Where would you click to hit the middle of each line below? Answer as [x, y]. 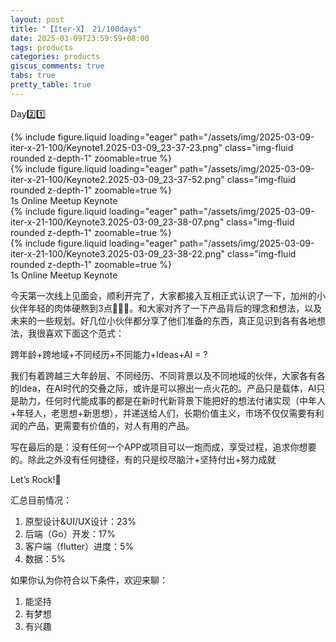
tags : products [42, 47]
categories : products [55, 57]
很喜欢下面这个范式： [80, 333]
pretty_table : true [51, 85]
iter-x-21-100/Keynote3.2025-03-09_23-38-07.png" [117, 222]
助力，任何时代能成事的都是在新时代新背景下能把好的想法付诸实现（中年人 [172, 400]
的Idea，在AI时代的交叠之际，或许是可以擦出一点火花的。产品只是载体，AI [163, 388]
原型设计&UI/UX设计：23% [80, 521]
